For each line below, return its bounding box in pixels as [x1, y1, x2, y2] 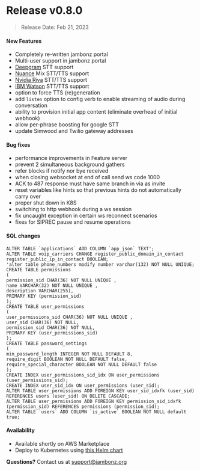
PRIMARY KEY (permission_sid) [6, 293, 82, 299]
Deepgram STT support [14, 64, 74, 71]
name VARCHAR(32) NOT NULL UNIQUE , [6, 282, 98, 289]
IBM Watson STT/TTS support [14, 82, 89, 90]
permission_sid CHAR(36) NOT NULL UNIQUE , [6, 277, 117, 283]
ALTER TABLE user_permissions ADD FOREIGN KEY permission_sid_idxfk [6, 398, 181, 404]
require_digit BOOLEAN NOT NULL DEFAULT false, [6, 356, 128, 362]
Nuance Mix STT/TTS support [14, 70, 89, 77]
